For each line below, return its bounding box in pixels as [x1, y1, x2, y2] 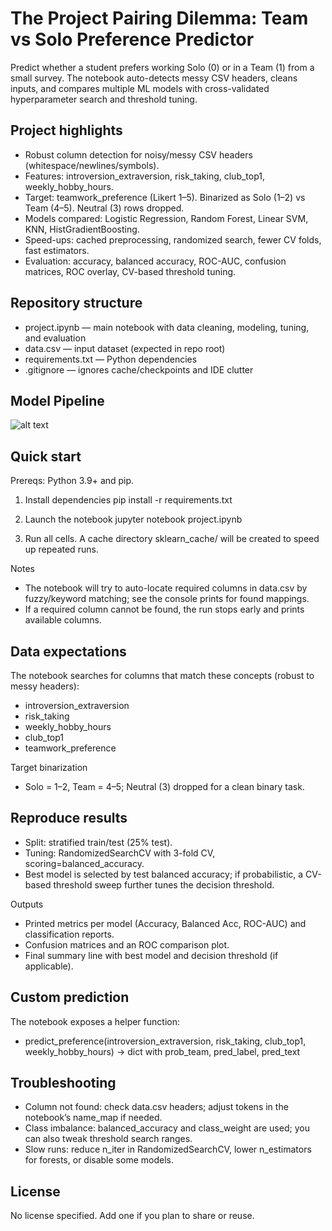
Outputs [10, 898, 44, 910]
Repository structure [10, 295, 143, 312]
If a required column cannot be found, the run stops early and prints [24, 603, 305, 616]
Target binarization [10, 762, 88, 773]
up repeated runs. [24, 543, 99, 556]
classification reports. [24, 928, 115, 940]
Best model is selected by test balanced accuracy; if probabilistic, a [24, 868, 304, 880]
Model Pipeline [10, 392, 105, 409]
